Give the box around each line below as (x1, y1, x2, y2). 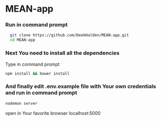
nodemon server (5, 101, 38, 106)
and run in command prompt (5, 89, 78, 97)
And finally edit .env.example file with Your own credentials (5, 83, 156, 90)
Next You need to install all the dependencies (5, 49, 120, 56)
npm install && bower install (5, 71, 70, 76)
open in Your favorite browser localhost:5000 (5, 110, 101, 116)
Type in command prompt (5, 61, 60, 67)
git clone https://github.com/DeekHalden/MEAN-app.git (10, 33, 129, 38)
